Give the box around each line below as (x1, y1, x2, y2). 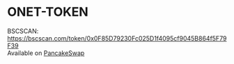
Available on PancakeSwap (7, 49, 85, 57)
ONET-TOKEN (7, 4, 88, 20)
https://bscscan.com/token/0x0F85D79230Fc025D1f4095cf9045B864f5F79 (7, 34, 227, 42)
